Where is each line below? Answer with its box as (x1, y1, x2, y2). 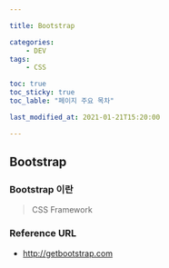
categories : (9, 37, 55, 46)
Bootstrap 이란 (9, 183, 75, 195)
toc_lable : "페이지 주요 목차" (9, 96, 114, 105)
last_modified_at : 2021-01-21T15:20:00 (9, 113, 161, 122)
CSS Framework (31, 204, 93, 215)
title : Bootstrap (9, 21, 75, 30)
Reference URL (9, 227, 77, 240)
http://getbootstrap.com (22, 247, 114, 259)
